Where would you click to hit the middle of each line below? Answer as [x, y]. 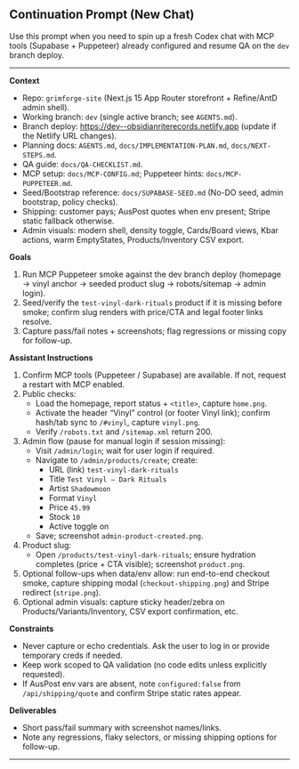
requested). [43, 674]
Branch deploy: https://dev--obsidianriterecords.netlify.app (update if [149, 126]
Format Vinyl [73, 498]
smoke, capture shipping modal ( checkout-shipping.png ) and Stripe [145, 583]
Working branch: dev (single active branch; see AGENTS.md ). [129, 117]
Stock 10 [65, 516]
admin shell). [45, 107]
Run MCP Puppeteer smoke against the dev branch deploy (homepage [152, 274]
